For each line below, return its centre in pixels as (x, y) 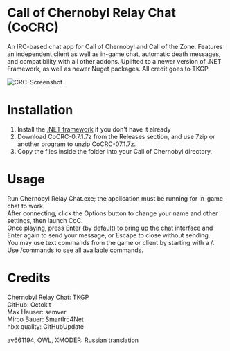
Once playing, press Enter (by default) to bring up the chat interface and (110, 228)
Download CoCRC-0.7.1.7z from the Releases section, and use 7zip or (116, 136)
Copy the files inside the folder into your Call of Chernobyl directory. (115, 151)
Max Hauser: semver (37, 312)
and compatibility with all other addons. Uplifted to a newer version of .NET (114, 61)
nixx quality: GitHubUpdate (46, 326)
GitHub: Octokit (29, 304)
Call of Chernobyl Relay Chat (92, 13)
